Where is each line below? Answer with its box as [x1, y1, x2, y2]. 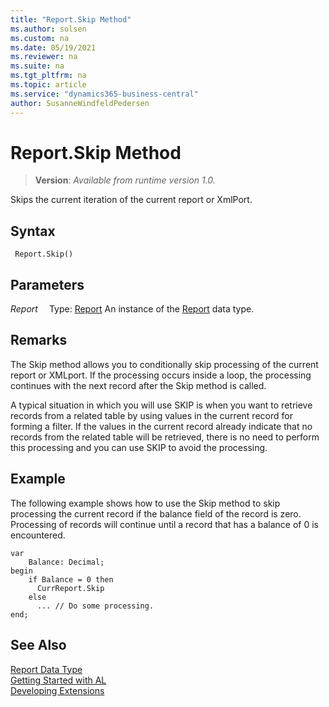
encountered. [10, 529, 66, 541]
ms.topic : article [10, 80, 87, 90]
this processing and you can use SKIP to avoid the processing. [10, 441, 268, 453]
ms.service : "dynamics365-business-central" [10, 89, 199, 99]
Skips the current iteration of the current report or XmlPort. [10, 194, 253, 206]
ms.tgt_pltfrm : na [10, 71, 87, 81]
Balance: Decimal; [28, 557, 105, 567]
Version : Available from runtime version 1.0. [34, 174, 216, 186]
